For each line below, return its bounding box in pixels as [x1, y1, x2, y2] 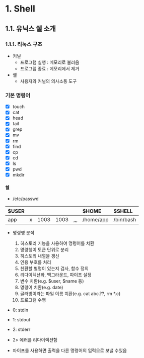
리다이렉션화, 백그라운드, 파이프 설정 [20, 272, 92, 278]
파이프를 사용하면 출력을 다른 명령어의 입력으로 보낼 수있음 [12, 347, 127, 353]
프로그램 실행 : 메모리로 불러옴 [20, 59, 80, 65]
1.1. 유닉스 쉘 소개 [5, 24, 56, 33]
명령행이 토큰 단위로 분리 [20, 247, 69, 253]
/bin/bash [113, 216, 136, 223]
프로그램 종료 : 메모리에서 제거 [20, 65, 80, 71]
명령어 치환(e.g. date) [20, 285, 63, 291]
